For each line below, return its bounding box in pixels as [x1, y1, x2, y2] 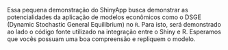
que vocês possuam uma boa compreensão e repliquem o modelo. [7, 35, 196, 43]
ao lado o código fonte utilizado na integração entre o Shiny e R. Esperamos [7, 27, 221, 36]
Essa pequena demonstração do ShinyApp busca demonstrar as [7, 6, 188, 14]
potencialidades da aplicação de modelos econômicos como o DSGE [7, 13, 202, 21]
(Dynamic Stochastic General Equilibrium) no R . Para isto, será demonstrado [7, 21, 221, 28]
